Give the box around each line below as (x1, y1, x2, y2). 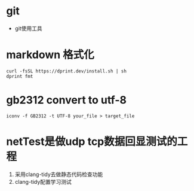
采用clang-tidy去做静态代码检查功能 (14, 171, 103, 178)
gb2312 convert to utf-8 (6, 93, 127, 107)
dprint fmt (6, 73, 33, 79)
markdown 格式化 (6, 48, 94, 62)
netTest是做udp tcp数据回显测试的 (6, 135, 178, 148)
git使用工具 (14, 25, 43, 32)
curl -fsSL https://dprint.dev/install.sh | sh (6, 68, 127, 74)
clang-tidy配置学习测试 (14, 178, 72, 185)
